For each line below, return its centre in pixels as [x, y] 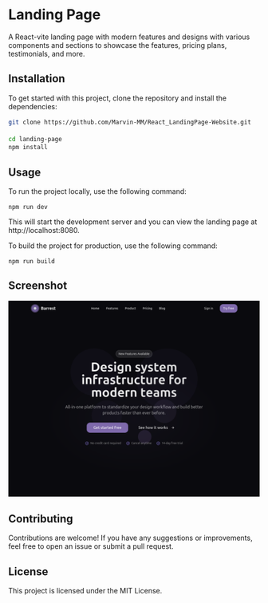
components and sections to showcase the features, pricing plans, [118, 45]
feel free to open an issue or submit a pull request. [91, 546]
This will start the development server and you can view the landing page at [133, 222]
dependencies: [33, 106]
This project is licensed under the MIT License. [85, 591]
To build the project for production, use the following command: [113, 246]
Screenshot [38, 286]
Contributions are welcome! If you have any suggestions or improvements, [130, 538]
